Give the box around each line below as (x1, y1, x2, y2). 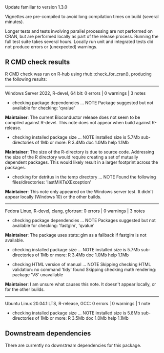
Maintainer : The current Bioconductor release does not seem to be (5, 114, 141, 120)
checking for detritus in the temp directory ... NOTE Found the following (12, 174, 156, 180)
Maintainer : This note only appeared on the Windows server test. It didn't (5, 188, 153, 195)
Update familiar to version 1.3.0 (5, 4, 67, 10)
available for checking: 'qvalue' (12, 105, 75, 110)
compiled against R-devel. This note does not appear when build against (5, 119, 151, 125)
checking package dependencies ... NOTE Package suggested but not (12, 100, 154, 106)
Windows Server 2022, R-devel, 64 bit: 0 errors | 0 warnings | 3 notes (5, 90, 146, 96)
